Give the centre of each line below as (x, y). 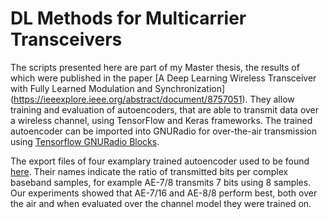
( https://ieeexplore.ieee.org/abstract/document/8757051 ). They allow (152, 99)
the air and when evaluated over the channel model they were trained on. (161, 203)
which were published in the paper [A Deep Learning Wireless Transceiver (163, 78)
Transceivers (66, 39)
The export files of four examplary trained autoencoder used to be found (160, 161)
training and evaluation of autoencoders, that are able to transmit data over (165, 109)
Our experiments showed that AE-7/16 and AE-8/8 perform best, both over (164, 193)
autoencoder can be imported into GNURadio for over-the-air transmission (163, 131)
